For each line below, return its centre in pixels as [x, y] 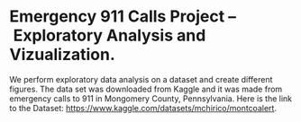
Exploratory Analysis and [109, 35]
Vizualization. [62, 55]
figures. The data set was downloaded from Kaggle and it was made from [146, 89]
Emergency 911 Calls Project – [123, 17]
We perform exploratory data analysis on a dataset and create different [141, 79]
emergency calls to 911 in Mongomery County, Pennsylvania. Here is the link [151, 98]
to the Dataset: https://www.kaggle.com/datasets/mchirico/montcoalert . [143, 108]
